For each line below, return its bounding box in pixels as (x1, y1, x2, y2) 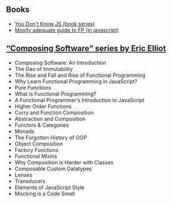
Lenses (14, 171, 33, 178)
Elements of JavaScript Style (14, 184, 85, 191)
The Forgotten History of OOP (14, 134, 87, 141)
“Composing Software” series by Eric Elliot (6, 43, 166, 53)
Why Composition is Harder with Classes (14, 158, 114, 166)
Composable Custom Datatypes (14, 165, 92, 172)
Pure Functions (14, 84, 52, 91)
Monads (14, 127, 35, 134)
